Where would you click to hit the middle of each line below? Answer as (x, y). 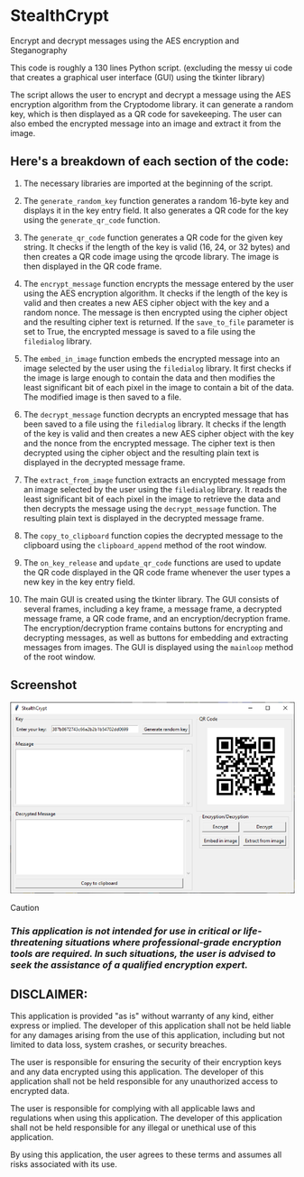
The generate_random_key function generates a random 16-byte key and (156, 200)
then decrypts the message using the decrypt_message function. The (150, 508)
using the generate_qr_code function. (92, 220)
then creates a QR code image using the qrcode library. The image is (151, 256)
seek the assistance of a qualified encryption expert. (129, 965)
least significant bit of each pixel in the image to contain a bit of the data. (158, 387)
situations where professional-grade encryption (173, 943)
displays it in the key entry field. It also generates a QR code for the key (156, 210)
